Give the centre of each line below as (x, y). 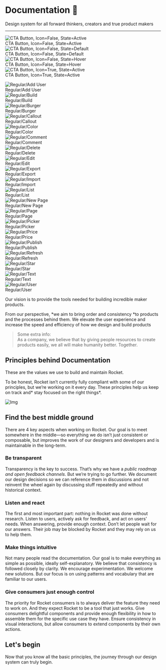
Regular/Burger (21, 110)
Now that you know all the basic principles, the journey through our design (81, 657)
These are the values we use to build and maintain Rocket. (64, 372)
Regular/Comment (24, 142)
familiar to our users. (26, 579)
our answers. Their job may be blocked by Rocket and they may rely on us (81, 529)
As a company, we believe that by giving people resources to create (86, 339)
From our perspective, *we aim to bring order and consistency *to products (82, 314)
